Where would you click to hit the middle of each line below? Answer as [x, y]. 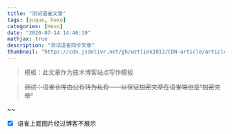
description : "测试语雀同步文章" [51, 45]
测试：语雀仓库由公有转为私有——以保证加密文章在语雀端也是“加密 [119, 87]
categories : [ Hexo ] [35, 26]
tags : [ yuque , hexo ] [37, 20]
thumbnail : [23, 52]
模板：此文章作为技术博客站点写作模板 [78, 72]
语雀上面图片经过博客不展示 [57, 123]
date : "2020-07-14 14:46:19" [49, 33]
